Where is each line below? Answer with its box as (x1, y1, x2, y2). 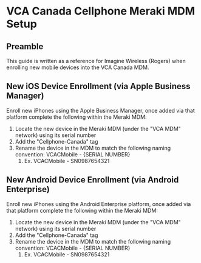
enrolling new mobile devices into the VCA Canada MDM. (6, 64, 149, 71)
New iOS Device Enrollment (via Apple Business (6, 81, 191, 92)
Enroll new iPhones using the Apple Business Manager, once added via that (6, 107, 196, 114)
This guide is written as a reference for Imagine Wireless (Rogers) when (6, 58, 186, 64)
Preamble (6, 41, 44, 52)
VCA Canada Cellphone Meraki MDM (6, 4, 196, 18)
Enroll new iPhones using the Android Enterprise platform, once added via (6, 200, 191, 207)
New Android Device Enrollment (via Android (6, 175, 179, 185)
